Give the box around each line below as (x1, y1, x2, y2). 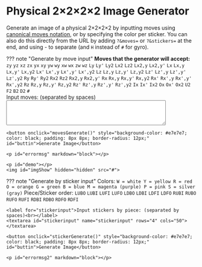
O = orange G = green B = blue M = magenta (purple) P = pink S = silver (6, 184, 196, 190)
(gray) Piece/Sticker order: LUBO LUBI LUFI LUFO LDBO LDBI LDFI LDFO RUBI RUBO (6, 189, 197, 196)
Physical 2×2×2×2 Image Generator (6, 4, 189, 18)
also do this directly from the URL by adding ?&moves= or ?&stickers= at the (6, 37, 192, 44)
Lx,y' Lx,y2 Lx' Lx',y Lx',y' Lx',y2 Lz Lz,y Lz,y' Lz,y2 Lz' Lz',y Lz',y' (6, 69, 186, 75)
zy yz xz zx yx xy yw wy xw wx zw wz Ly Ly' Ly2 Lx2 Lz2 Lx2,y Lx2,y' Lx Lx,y (6, 62, 185, 69)
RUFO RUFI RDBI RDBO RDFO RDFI (6, 196, 79, 203)
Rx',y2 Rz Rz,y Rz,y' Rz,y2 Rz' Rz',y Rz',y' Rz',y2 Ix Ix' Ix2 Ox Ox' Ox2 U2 (6, 81, 191, 88)
